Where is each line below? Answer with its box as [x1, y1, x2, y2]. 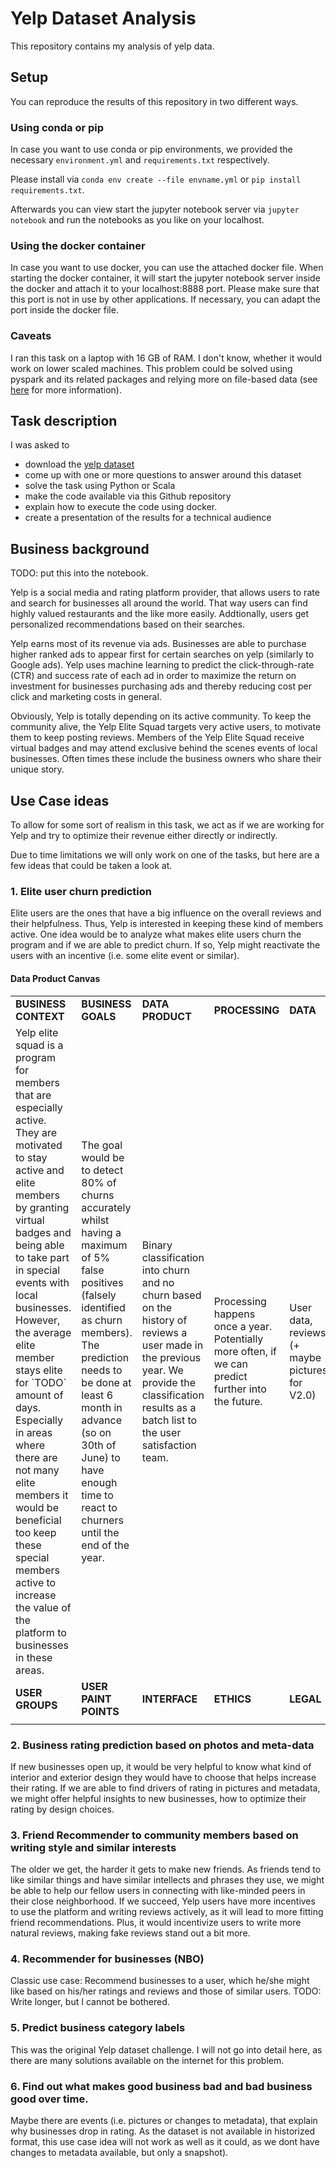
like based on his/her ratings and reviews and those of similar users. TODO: [10, 1985, 322, 1997]
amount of [15, 1388, 64, 1402]
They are [15, 1125, 58, 1139]
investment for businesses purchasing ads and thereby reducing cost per [10, 680, 312, 692]
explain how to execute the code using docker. [24, 501, 218, 513]
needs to [81, 1363, 123, 1377]
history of [141, 1313, 188, 1327]
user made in [141, 1338, 204, 1352]
